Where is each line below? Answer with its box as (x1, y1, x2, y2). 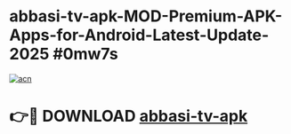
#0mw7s (53, 44, 118, 64)
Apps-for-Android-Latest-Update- (9, 25, 270, 45)
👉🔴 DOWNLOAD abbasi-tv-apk (9, 106, 248, 126)
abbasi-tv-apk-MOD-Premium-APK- (9, 6, 283, 27)
